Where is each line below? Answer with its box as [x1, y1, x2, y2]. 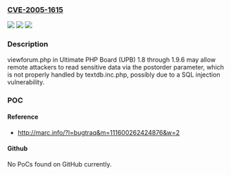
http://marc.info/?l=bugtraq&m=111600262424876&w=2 [17, 128, 180, 136]
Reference [7, 112, 39, 121]
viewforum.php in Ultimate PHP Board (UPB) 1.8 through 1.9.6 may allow [7, 55, 216, 64]
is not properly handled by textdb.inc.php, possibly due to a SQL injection [7, 70, 220, 79]
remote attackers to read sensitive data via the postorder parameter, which [7, 63, 224, 71]
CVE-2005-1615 [7, 5, 63, 15]
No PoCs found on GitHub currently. [7, 160, 112, 168]
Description [7, 39, 49, 49]
